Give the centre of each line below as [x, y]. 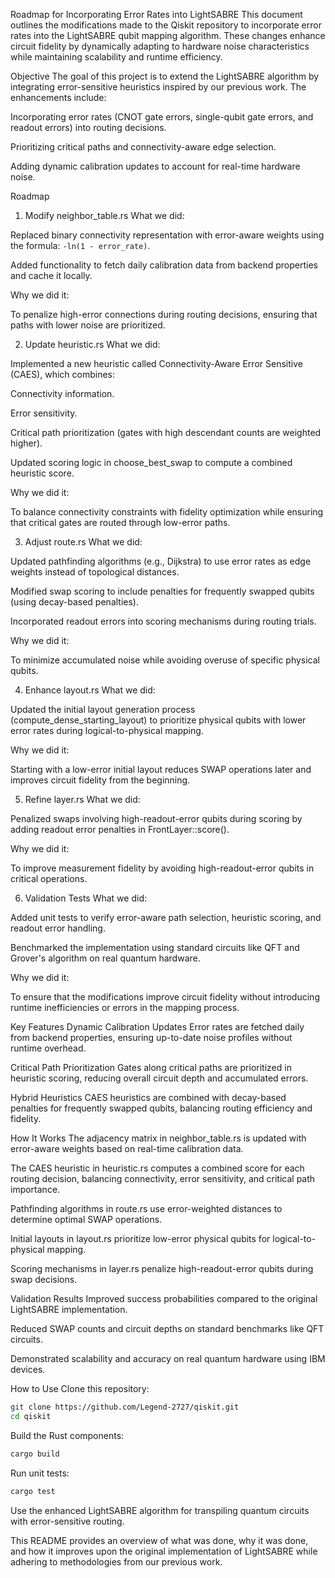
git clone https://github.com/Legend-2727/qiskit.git [125, 1407]
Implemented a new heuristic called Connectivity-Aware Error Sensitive [156, 363]
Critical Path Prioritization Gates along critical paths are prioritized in [151, 1067]
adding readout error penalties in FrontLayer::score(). [120, 829]
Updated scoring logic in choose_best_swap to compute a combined [151, 462]
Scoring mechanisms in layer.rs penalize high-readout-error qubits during [162, 1268]
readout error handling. [58, 928]
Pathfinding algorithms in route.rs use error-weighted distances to [146, 1208]
